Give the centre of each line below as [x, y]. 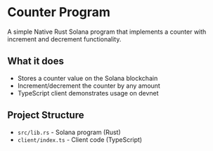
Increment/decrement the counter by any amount [89, 86]
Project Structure [46, 116]
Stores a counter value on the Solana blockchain [88, 78]
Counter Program [59, 12]
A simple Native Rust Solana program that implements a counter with [107, 32]
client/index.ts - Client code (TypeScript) [80, 139]
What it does [36, 61]
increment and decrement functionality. [64, 39]
